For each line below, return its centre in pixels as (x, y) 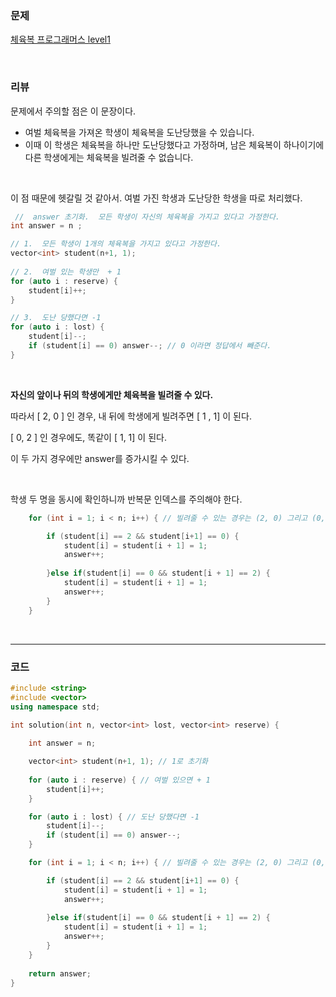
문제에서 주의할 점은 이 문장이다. (73, 111)
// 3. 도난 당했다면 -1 (56, 318)
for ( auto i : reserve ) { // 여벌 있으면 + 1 (119, 780)
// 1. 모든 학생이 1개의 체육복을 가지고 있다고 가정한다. (116, 244)
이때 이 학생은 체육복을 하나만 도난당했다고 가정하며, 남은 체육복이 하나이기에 (174, 144)
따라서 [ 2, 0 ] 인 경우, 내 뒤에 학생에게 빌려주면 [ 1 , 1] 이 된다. (131, 416)
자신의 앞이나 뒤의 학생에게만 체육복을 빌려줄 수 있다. (112, 394)
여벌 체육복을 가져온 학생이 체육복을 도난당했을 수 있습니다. (139, 132)
